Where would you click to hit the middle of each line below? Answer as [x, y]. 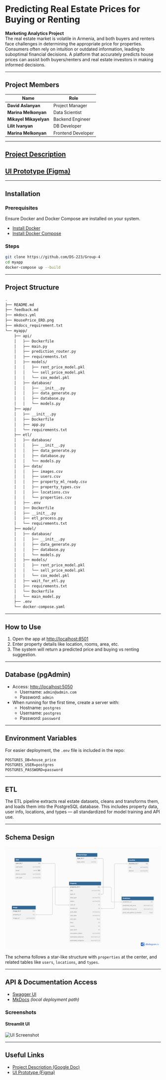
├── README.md [20, 305]
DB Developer [67, 126]
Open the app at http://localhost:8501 [50, 639]
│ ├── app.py [30, 424]
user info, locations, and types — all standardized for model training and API [83, 812]
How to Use [23, 627]
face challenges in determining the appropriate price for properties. [74, 43]
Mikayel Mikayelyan [28, 119]
